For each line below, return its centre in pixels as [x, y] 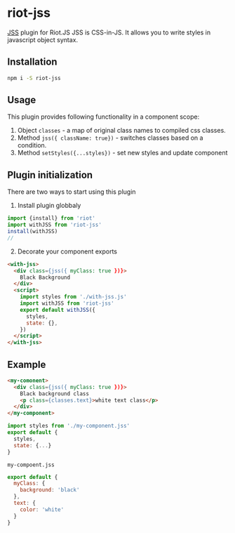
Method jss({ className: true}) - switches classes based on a [110, 138]
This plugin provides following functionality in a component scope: [103, 117]
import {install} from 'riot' [52, 218]
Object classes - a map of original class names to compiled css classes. [121, 131]
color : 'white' [42, 509]
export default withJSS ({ [58, 310]
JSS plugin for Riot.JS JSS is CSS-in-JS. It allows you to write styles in [109, 32]
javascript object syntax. [43, 39]
